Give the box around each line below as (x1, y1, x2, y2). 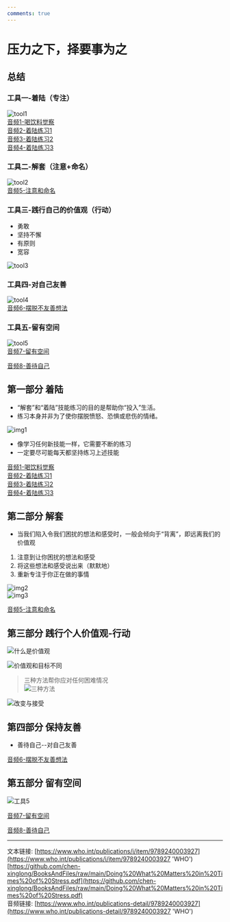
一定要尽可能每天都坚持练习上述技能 (16, 448, 120, 456)
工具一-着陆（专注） (7, 93, 74, 103)
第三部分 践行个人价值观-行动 (7, 627, 131, 639)
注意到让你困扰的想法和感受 (16, 553, 96, 561)
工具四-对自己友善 (7, 280, 67, 289)
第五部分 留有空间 (7, 777, 81, 789)
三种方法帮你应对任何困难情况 (23, 676, 108, 685)
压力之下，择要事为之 (7, 42, 128, 57)
